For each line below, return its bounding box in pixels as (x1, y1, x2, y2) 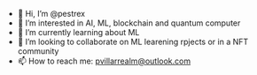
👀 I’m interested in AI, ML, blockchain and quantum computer (17, 18, 241, 28)
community (17, 46, 59, 56)
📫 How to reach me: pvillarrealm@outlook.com (17, 56, 191, 66)
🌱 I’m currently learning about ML (17, 27, 140, 37)
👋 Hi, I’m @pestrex (17, 9, 86, 19)
